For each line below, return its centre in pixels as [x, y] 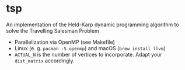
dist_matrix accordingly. [44, 61]
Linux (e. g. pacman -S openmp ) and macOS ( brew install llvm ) [90, 48]
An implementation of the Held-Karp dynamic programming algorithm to [92, 24]
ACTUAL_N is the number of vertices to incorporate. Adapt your [88, 54]
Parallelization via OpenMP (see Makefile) [64, 42]
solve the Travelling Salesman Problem [53, 30]
